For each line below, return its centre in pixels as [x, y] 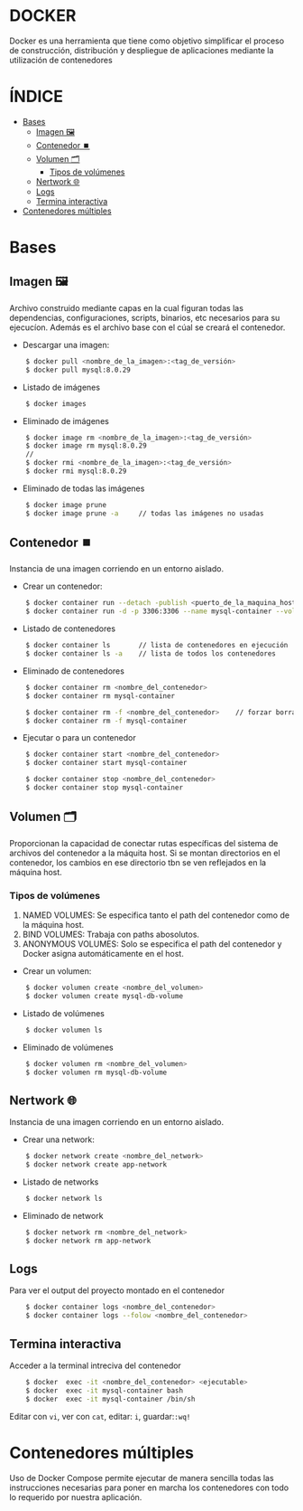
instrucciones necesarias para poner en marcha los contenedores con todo [149, 1487]
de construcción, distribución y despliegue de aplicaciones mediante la [142, 50]
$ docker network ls [64, 1198]
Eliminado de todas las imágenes [83, 488]
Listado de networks [60, 1182]
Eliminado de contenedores [73, 671]
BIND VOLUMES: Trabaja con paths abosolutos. [111, 935]
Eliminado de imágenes [66, 420]
